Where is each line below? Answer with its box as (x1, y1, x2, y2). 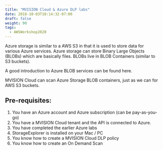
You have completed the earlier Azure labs (12, 125, 98, 131)
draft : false (5, 16, 32, 21)
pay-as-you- (132, 109, 158, 115)
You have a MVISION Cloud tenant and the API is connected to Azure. (12, 119, 151, 125)
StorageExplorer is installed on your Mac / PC (12, 130, 103, 136)
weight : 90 (5, 20, 27, 26)
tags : (5, 25, 16, 30)
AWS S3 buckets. (5, 83, 40, 88)
